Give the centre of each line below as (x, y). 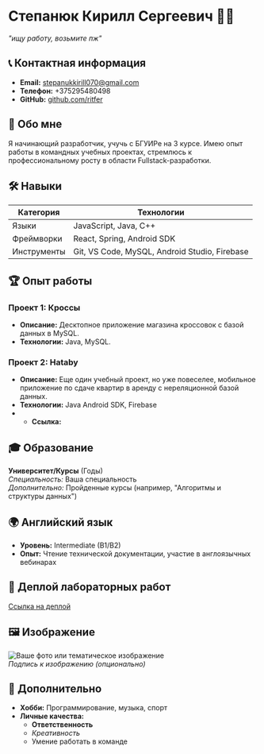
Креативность (56, 733)
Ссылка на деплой (40, 606)
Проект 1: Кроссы (44, 307)
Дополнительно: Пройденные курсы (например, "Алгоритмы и (115, 488)
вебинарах (38, 562)
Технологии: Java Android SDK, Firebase (88, 405)
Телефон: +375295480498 (65, 91)
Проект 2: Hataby (43, 362)
